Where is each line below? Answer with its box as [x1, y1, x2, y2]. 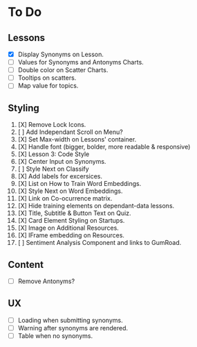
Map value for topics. [17, 81, 79, 90]
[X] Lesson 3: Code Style [17, 150, 90, 158]
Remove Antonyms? [17, 277, 75, 285]
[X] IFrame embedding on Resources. [17, 231, 125, 239]
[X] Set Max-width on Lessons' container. [17, 135, 137, 144]
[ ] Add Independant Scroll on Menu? [17, 128, 123, 136]
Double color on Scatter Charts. [17, 66, 109, 74]
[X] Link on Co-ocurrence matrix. [17, 194, 113, 203]
